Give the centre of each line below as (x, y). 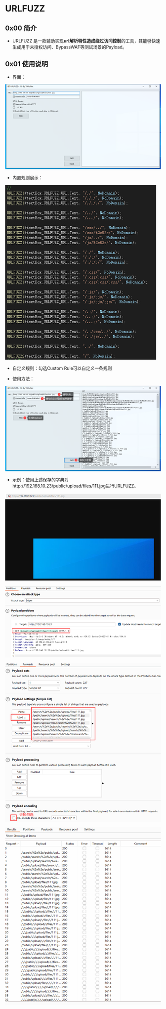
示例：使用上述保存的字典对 (41, 480)
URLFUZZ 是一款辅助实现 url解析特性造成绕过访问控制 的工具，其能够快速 (86, 41)
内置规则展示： (27, 178)
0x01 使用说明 (27, 64)
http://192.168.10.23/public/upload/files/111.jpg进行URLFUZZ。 (75, 486)
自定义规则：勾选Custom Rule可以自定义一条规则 (62, 368)
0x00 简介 (21, 28)
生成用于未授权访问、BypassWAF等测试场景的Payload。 (69, 47)
